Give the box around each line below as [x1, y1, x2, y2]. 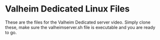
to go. [5, 29, 17, 35]
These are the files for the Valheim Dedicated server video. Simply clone [5, 19, 151, 25]
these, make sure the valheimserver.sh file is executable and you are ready [5, 24, 156, 30]
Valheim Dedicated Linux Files [5, 3, 130, 14]
